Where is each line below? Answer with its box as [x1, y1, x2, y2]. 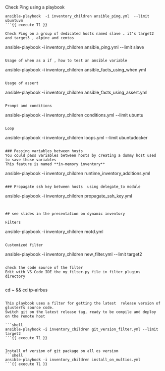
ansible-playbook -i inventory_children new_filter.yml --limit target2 [5, 251, 142, 257]
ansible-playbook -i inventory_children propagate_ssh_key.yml [5, 193, 132, 199]
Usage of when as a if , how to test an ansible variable [5, 58, 127, 63]
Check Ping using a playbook [5, 4, 65, 10]
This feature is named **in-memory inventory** [5, 162, 106, 167]
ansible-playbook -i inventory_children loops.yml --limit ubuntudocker [5, 135, 148, 140]
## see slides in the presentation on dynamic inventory [5, 211, 125, 216]
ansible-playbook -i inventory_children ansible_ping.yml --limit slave [5, 44, 145, 50]
